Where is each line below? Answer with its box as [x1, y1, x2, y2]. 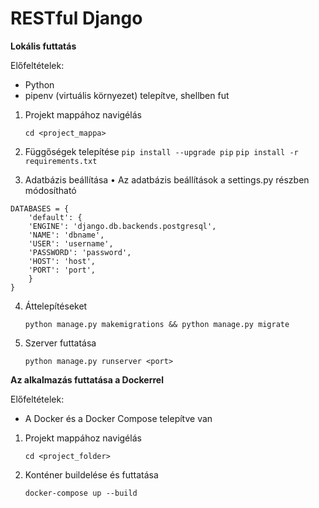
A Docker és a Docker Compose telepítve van [24, 412, 213, 424]
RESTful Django [10, 7, 143, 30]
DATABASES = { [10, 203, 70, 214]
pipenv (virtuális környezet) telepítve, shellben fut [24, 89, 230, 101]
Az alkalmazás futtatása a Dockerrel [10, 373, 164, 386]
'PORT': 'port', [28, 265, 97, 275]
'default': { [28, 212, 83, 222]
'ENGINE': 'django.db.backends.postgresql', [28, 221, 217, 231]
